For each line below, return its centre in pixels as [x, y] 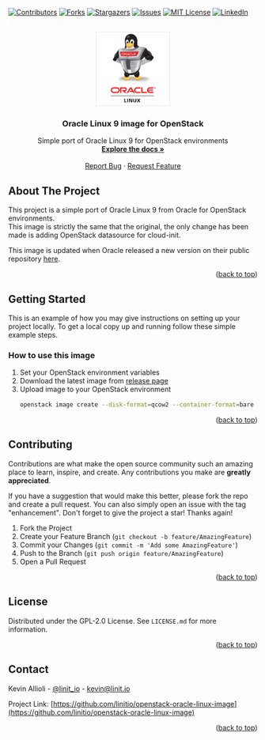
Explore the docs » [133, 149]
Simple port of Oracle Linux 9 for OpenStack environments [133, 141]
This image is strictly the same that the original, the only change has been [129, 227]
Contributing [40, 445]
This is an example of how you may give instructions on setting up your [124, 318]
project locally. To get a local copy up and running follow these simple [122, 326]
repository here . [34, 259]
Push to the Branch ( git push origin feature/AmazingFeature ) [121, 553]
